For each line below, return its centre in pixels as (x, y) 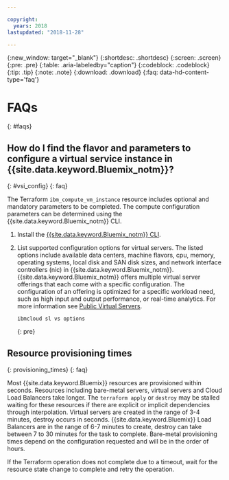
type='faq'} (23, 80)
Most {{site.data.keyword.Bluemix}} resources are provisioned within (105, 382)
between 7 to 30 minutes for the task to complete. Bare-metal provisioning (112, 434)
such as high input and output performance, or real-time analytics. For (116, 299)
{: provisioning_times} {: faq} (48, 369)
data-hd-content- (184, 72)
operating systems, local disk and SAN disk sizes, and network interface (119, 262)
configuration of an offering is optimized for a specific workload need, (116, 292)
